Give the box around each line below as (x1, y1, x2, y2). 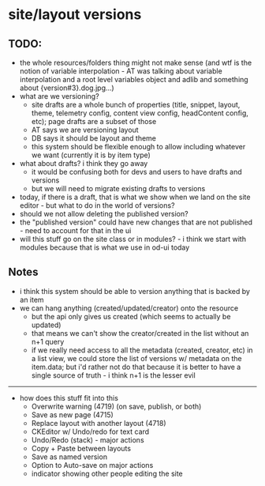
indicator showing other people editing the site (31, 469, 183, 478)
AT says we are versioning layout (31, 125, 140, 134)
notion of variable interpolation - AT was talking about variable (19, 66, 222, 76)
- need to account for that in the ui (19, 226, 132, 235)
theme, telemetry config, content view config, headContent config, (31, 108, 248, 118)
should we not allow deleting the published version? (19, 209, 188, 218)
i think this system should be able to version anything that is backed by (19, 286, 251, 296)
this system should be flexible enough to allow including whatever (31, 142, 246, 151)
